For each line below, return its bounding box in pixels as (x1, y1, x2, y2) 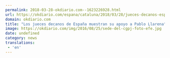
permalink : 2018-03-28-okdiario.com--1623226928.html (5, 7, 121, 13)
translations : (5, 40, 35, 45)
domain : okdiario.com (5, 17, 51, 22)
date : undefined (5, 31, 39, 36)
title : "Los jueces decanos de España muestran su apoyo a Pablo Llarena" (5, 21, 166, 27)
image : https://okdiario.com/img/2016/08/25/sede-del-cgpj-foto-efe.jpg (5, 26, 162, 31)
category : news (5, 36, 37, 41)
